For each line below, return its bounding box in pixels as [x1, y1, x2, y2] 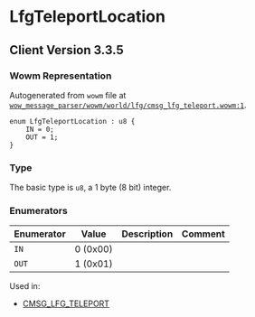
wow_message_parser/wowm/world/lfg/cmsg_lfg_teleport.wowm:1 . [9, 99, 247, 110]
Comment [181, 228, 226, 240]
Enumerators [9, 205, 68, 218]
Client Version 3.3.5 [9, 42, 124, 58]
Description [121, 228, 174, 240]
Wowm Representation [9, 70, 112, 82]
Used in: [9, 281, 41, 292]
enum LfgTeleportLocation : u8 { [9, 117, 136, 126]
